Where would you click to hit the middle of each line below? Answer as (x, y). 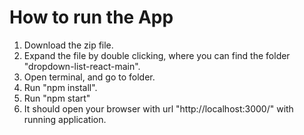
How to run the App (91, 17)
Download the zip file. (68, 45)
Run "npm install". (60, 87)
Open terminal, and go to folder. (89, 77)
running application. (65, 119)
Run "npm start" (57, 98)
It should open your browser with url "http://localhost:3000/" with (158, 108)
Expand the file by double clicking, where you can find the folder (157, 55)
